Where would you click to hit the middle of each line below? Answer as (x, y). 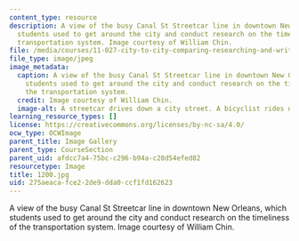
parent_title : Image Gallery (63, 141)
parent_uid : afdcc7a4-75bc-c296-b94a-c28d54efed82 (105, 158)
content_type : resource (53, 17)
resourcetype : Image (48, 166)
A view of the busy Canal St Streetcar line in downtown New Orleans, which (148, 208)
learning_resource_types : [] (63, 116)
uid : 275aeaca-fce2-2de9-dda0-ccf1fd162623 (91, 183)
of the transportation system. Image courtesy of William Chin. (122, 227)
